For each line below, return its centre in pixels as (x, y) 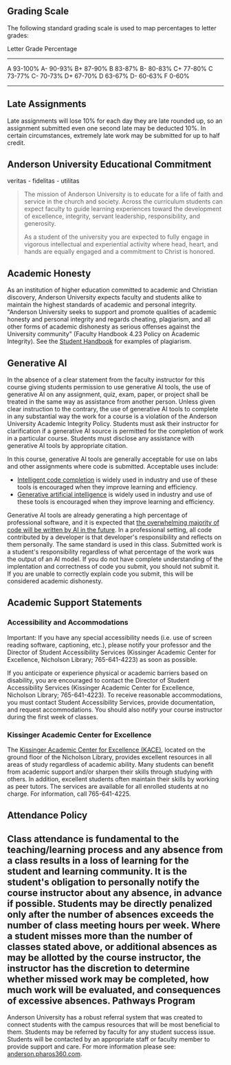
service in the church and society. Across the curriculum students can (123, 202)
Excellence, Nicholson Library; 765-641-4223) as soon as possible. (102, 659)
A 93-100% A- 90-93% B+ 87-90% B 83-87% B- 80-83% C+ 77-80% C (110, 68)
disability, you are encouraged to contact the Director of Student (98, 680)
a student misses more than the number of (100, 936)
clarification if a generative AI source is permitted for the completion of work (115, 431)
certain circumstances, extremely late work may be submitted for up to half (113, 135)
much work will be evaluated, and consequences (114, 990)
